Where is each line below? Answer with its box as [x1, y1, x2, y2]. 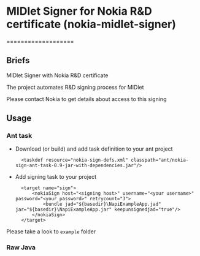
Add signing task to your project [15, 173, 97, 181]
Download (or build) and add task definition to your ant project [15, 145, 173, 152]
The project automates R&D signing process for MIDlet [6, 83, 144, 91]
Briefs [6, 55, 30, 66]
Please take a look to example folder [6, 228, 96, 235]
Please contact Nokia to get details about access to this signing [6, 95, 167, 102]
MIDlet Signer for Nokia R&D [6, 4, 152, 18]
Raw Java [6, 243, 36, 252]
